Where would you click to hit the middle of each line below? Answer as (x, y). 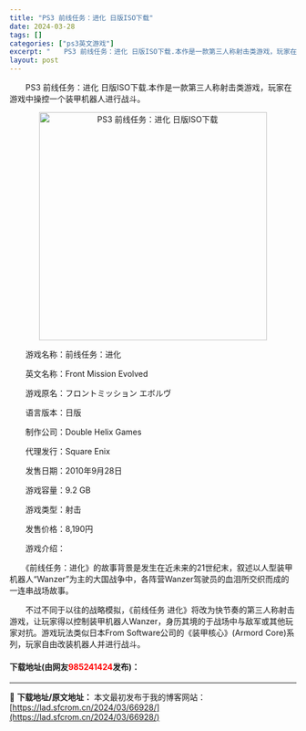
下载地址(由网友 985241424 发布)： (75, 666)
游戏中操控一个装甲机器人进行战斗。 (77, 99)
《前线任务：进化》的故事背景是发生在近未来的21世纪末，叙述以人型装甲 (159, 568)
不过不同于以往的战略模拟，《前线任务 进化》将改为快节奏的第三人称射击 (160, 610)
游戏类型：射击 (53, 509)
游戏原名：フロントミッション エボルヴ (98, 393)
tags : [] (26, 35)
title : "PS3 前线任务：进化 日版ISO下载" (82, 18)
